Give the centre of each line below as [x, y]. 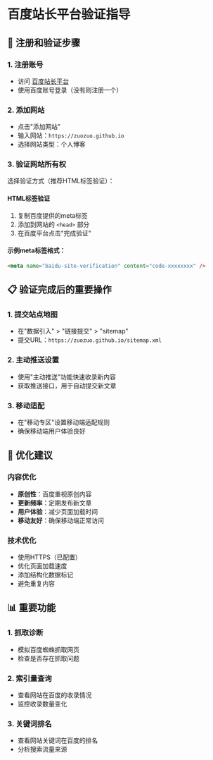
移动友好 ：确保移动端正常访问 [60, 520]
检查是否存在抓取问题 [48, 658]
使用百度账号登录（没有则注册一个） [70, 90]
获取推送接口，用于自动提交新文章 [67, 386]
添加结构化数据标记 [45, 575]
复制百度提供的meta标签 [52, 215]
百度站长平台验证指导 [69, 14]
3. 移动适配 [26, 405]
